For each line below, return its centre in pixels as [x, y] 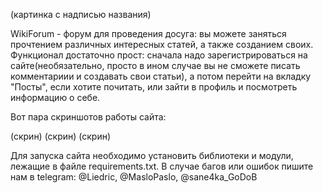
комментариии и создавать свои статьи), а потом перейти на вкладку [161, 76]
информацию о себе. [55, 97]
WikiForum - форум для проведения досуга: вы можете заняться [148, 33]
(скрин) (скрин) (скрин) [61, 136]
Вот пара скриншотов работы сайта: [88, 117]
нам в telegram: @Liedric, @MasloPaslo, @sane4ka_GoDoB [134, 177]
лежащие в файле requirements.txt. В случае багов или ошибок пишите [162, 166]
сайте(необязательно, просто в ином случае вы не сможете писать [155, 65]
